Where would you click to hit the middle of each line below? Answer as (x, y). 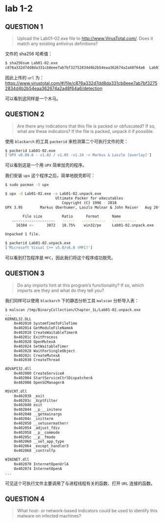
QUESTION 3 (25, 274)
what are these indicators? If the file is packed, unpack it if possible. (85, 131)
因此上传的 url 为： (25, 78)
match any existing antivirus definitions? (57, 44)
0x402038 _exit (29, 396)
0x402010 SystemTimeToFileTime (46, 324)
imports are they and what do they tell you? (61, 290)
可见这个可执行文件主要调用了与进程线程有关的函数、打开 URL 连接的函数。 (80, 483)
